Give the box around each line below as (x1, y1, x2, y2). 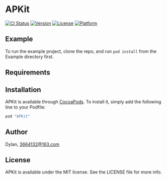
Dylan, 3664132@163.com (5, 141, 60, 147)
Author (5, 128, 28, 137)
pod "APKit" (5, 113, 30, 119)
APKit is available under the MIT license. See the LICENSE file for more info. (5, 169, 162, 175)
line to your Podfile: (5, 104, 46, 110)
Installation (5, 85, 41, 94)
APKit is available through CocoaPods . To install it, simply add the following (5, 98, 161, 104)
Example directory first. (5, 53, 54, 59)
